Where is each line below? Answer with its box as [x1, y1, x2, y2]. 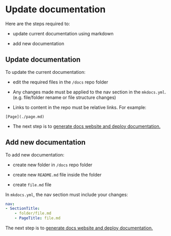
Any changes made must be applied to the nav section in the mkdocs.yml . [12, 89, 166, 95]
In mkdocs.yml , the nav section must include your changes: [5, 191, 128, 198]
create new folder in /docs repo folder [12, 162, 93, 168]
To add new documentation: [5, 151, 65, 158]
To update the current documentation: [5, 69, 85, 75]
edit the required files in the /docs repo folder [12, 78, 109, 85]
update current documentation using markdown [12, 30, 114, 36]
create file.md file [12, 181, 52, 188]
